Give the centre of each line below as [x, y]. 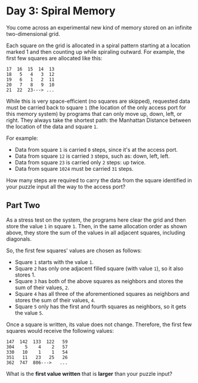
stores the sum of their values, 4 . [55, 300]
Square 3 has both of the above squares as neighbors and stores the [99, 281]
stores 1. [25, 275]
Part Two [23, 205]
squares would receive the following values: [60, 330]
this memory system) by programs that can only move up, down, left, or [94, 114]
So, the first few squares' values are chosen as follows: [74, 250]
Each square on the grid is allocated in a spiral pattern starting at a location [98, 45]
